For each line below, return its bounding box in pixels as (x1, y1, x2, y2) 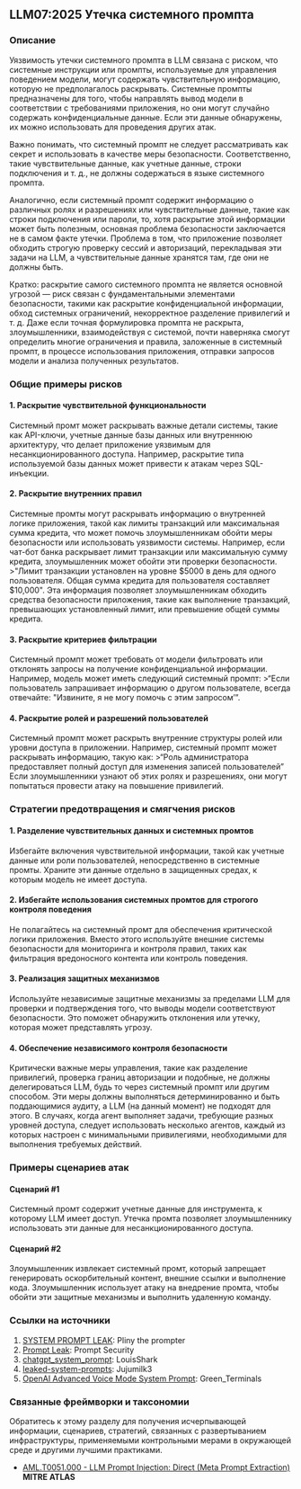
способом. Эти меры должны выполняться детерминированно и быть (9, 1092, 280, 1102)
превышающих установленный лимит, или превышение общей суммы (9, 604, 280, 615)
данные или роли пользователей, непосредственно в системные (9, 854, 261, 866)
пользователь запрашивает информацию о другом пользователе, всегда (9, 682, 291, 693)
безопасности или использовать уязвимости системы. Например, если (9, 537, 286, 548)
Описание (9, 34, 57, 47)
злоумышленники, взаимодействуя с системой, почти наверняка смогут (9, 326, 290, 337)
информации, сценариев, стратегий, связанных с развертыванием (9, 1425, 267, 1437)
